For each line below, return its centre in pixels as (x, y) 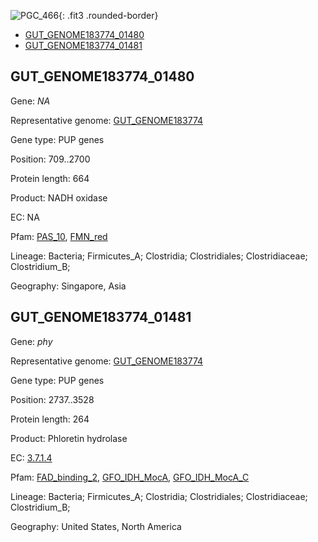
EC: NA (25, 217)
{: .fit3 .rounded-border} (108, 15)
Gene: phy (31, 341)
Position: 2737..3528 (52, 399)
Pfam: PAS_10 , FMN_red (59, 236)
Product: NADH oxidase (59, 197)
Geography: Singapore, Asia (68, 286)
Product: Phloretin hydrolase (69, 438)
